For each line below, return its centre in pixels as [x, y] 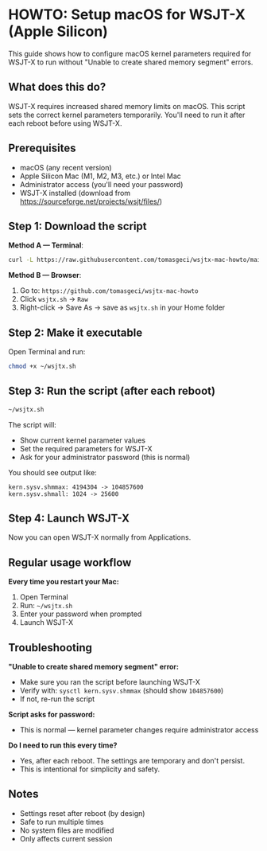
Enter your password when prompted [81, 614]
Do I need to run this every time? [63, 745]
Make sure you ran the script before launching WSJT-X [110, 682]
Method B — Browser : [45, 275]
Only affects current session [66, 838]
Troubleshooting [50, 648]
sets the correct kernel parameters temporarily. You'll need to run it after [127, 115]
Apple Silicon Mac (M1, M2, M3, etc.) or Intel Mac [100, 176]
